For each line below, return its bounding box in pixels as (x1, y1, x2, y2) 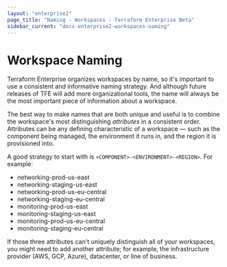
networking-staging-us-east (16, 181, 97, 189)
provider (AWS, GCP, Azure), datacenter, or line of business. (7, 252, 177, 261)
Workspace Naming (7, 52, 123, 68)
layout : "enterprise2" (7, 10, 72, 17)
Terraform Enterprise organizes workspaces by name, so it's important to (7, 75, 215, 83)
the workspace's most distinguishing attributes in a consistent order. (7, 117, 201, 126)
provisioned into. (7, 139, 55, 148)
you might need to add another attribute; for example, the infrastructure (7, 245, 209, 253)
